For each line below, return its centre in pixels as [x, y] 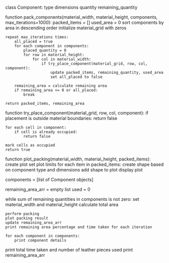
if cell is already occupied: [46, 132]
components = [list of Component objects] [49, 180]
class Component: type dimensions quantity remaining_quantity [71, 7]
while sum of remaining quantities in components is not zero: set [72, 199]
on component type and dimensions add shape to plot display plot [74, 170]
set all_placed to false [76, 77]
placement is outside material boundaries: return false [61, 118]
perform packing [22, 214]
